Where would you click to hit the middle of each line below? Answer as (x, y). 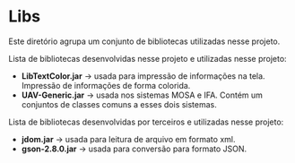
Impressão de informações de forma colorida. (106, 85)
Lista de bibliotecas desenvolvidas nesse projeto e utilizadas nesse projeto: (148, 58)
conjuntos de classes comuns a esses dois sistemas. (119, 104)
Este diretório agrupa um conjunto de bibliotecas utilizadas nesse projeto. (144, 41)
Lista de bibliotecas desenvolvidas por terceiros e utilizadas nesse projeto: (146, 122)
